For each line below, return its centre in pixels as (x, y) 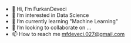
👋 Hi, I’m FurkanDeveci (39, 9)
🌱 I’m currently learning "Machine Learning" (65, 21)
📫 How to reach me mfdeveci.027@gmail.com (68, 34)
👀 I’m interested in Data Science (50, 15)
